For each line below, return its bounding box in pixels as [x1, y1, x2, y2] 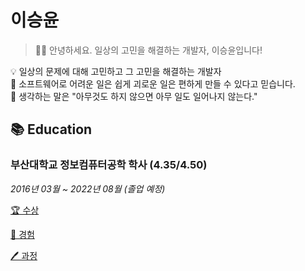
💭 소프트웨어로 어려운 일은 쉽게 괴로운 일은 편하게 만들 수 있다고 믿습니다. [10, 77, 296, 90]
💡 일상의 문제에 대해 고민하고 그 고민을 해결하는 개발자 [10, 65, 222, 77]
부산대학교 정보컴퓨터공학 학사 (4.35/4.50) [10, 158, 208, 172]
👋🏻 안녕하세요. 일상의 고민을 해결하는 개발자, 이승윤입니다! [34, 44, 263, 56]
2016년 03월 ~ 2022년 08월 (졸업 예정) [10, 182, 166, 195]
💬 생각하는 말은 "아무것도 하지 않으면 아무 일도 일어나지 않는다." [10, 90, 258, 102]
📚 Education [10, 121, 93, 138]
